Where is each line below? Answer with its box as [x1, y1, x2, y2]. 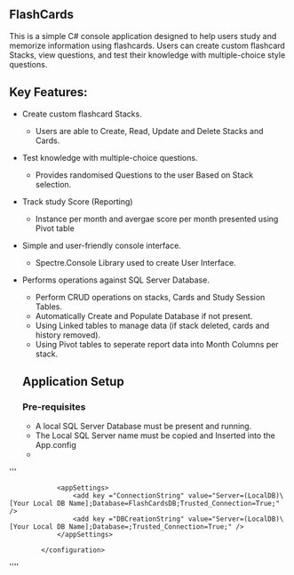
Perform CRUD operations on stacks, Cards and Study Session [35, 291, 266, 302]
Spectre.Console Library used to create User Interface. [35, 257, 237, 268]
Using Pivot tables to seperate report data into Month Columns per [35, 339, 279, 349]
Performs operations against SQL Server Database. [21, 275, 211, 285]
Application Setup [21, 374, 124, 389]
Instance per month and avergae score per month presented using [35, 213, 279, 224]
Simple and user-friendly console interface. [21, 240, 182, 251]
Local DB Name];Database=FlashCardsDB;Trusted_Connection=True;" [32, 499, 280, 508]
